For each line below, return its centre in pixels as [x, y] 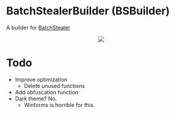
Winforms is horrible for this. [59, 105]
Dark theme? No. [36, 98]
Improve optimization [41, 80]
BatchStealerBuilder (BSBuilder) [88, 11]
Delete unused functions [54, 85]
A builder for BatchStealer [38, 28]
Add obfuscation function [47, 92]
